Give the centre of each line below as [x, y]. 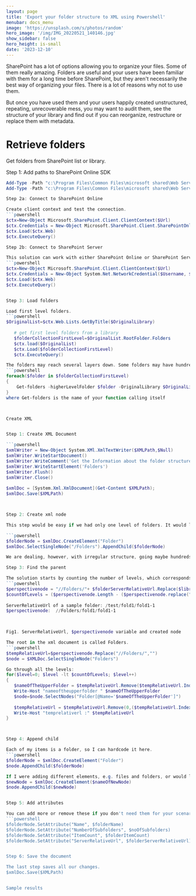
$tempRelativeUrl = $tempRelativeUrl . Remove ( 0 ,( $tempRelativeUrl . [96, 707]
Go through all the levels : [40, 669]
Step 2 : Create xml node [36, 515]
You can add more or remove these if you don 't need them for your [90, 814]
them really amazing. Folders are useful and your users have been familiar [95, 72]
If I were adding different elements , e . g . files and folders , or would [96, 776]
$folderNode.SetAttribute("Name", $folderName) [65, 824]
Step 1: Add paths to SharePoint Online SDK [58, 172]
